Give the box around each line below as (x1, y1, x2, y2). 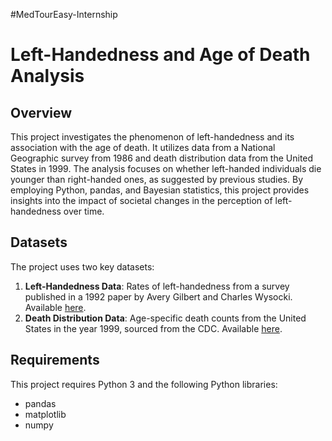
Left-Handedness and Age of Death (10, 44, 311, 66)
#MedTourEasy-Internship (10, 9, 118, 20)
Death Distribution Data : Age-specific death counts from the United (24, 312, 307, 324)
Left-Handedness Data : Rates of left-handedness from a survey (24, 280, 290, 292)
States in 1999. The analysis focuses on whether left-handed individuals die (10, 163, 322, 174)
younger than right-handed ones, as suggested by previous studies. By (10, 174, 303, 185)
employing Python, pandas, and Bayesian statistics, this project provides (10, 184, 310, 196)
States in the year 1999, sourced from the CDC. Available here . (24, 322, 283, 334)
